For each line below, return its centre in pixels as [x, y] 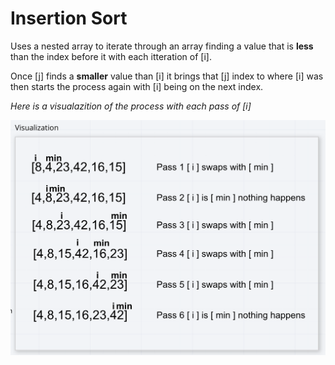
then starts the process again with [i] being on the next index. [137, 86]
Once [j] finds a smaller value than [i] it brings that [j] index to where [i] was [167, 76]
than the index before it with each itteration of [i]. [111, 56]
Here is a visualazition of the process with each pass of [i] [131, 106]
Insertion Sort [69, 18]
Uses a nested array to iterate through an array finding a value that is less [162, 46]
